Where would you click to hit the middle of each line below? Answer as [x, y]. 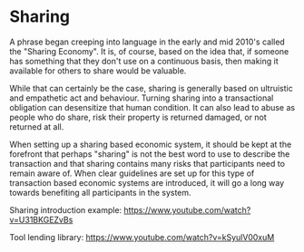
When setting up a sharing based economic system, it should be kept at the [151, 144]
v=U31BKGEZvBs [41, 219]
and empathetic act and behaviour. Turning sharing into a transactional [142, 98]
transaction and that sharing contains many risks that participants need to [147, 163]
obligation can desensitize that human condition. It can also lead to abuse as [152, 107]
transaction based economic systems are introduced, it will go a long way [147, 182]
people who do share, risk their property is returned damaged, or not [138, 117]
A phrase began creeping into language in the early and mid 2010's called [147, 42]
